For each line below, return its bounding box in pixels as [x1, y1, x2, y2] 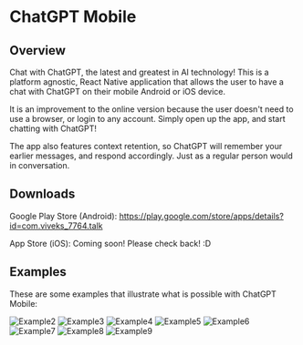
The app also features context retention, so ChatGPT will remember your [9, 141, 283, 151]
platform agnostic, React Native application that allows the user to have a [9, 76, 285, 87]
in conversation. [9, 160, 70, 170]
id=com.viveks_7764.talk [9, 220, 103, 231]
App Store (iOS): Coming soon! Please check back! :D [9, 238, 212, 249]
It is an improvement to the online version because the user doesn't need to [9, 104, 294, 115]
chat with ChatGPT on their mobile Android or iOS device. [9, 86, 226, 96]
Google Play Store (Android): [9, 210, 118, 221]
